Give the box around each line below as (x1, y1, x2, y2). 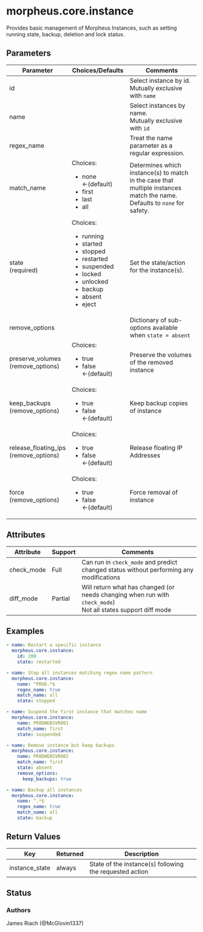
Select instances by (129, 101, 185, 109)
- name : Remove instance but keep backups (6, 742, 115, 748)
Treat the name (129, 134, 173, 142)
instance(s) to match (129, 168, 188, 176)
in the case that (129, 176, 174, 184)
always (56, 863, 77, 872)
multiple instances (129, 183, 182, 192)
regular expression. (129, 149, 185, 157)
